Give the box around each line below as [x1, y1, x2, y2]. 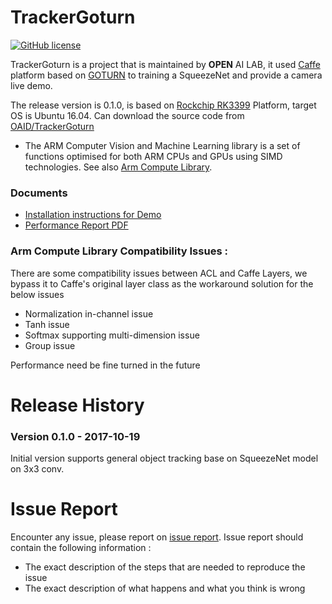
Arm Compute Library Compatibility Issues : [10, 244, 228, 258]
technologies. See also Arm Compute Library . [24, 161, 213, 173]
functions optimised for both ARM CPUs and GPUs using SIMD [24, 150, 283, 162]
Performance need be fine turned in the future [10, 359, 201, 371]
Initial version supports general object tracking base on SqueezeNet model [10, 452, 319, 465]
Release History [10, 394, 145, 416]
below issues [10, 288, 65, 300]
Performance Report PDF [24, 219, 129, 231]
